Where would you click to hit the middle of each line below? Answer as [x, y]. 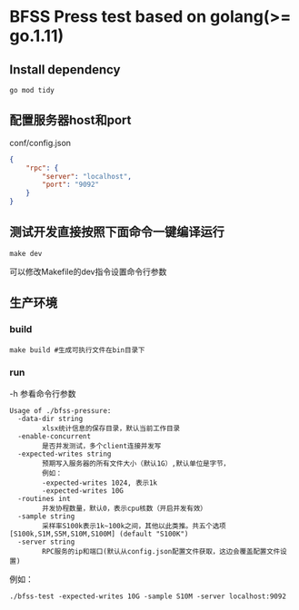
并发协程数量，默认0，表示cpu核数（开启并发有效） [125, 508]
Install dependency [65, 69]
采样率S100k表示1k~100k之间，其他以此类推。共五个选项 [134, 526]
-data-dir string [50, 418]
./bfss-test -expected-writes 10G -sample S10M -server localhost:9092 [148, 596]
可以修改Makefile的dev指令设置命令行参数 [88, 271]
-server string [46, 542]
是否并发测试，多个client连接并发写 [102, 446]
